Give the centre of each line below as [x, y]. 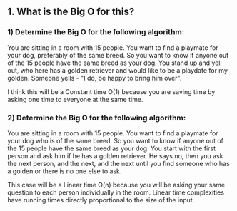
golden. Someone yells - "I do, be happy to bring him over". [95, 78]
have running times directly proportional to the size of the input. [101, 200]
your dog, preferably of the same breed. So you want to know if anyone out [118, 55]
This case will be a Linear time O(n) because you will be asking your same [116, 185]
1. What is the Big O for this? [71, 12]
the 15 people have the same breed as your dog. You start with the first [112, 148]
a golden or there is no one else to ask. [65, 171]
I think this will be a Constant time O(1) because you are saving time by [111, 91]
